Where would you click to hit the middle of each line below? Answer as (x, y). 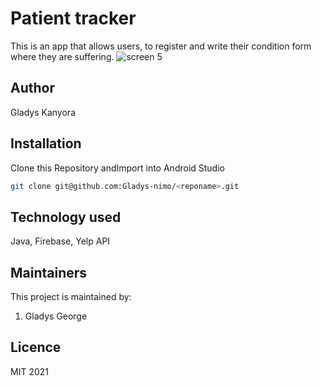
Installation (46, 143)
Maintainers (49, 272)
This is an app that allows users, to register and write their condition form (161, 46)
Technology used (66, 217)
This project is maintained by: (71, 297)
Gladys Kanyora (43, 112)
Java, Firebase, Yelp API (60, 241)
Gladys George (56, 316)
